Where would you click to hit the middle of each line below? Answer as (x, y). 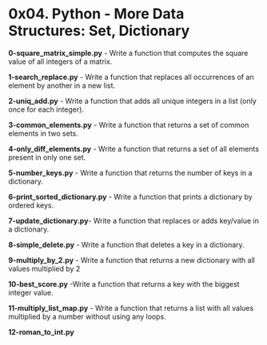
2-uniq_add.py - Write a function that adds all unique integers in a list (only (133, 101)
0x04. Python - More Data (96, 14)
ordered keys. (31, 205)
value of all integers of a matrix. (60, 61)
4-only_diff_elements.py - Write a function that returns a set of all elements (134, 149)
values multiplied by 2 (44, 268)
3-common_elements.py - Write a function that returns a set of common (129, 125)
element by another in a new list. (62, 85)
